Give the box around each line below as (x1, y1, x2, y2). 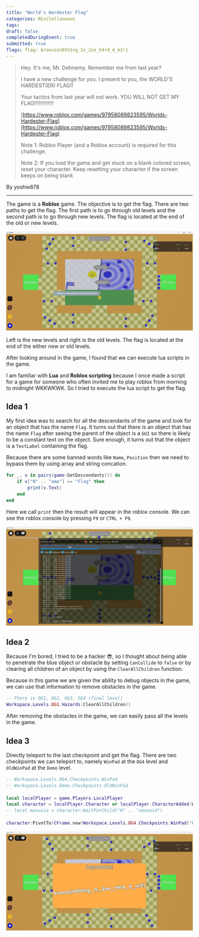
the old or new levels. (6, 219, 59, 226)
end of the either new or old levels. (6, 343, 91, 350)
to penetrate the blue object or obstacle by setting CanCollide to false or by (6, 659, 191, 666)
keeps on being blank (20, 172, 73, 179)
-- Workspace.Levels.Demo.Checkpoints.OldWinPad (6, 782, 129, 788)
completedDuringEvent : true (6, 34, 76, 41)
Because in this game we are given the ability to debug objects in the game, (6, 677, 191, 684)
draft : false (6, 28, 38, 34)
